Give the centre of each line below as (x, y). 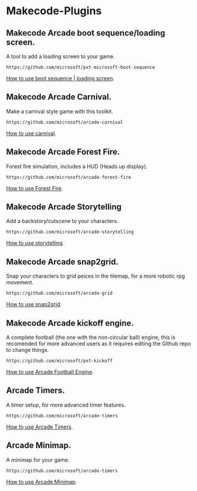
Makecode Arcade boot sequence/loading (86, 33)
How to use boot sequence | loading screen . (60, 78)
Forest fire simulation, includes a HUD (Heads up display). (77, 166)
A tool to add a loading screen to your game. (61, 56)
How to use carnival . (31, 133)
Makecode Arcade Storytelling (64, 207)
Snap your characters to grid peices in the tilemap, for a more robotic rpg (96, 276)
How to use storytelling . (35, 243)
